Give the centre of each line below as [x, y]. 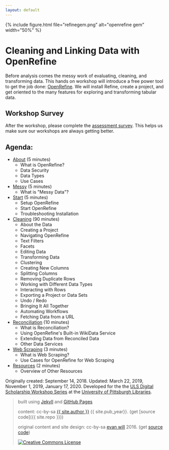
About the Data [36, 225]
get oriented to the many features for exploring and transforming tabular [81, 92]
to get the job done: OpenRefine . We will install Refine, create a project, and [84, 86]
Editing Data [33, 252]
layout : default [22, 10]
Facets [27, 246]
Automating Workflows [44, 312]
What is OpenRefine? [42, 165]
